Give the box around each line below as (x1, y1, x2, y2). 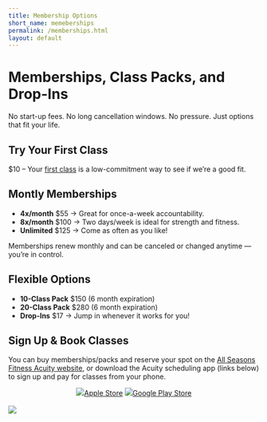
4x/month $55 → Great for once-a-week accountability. (19, 208, 205, 218)
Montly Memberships (8, 187, 117, 201)
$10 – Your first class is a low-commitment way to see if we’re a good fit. (8, 164, 246, 174)
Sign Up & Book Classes (8, 334, 129, 348)
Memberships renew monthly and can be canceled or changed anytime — (8, 241, 252, 250)
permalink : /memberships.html (8, 26, 109, 34)
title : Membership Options (8, 11, 98, 20)
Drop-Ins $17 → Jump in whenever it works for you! (19, 310, 190, 320)
